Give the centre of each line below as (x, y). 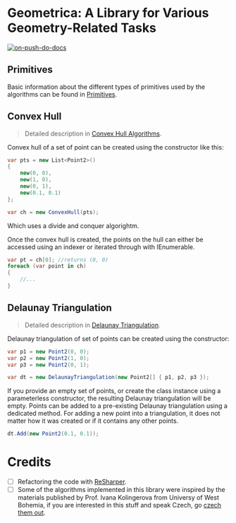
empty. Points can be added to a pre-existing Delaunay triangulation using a (117, 406)
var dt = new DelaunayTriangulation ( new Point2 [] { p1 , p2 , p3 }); (108, 378)
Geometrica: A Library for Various (108, 13)
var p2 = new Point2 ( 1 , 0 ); (49, 358)
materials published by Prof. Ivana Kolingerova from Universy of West (118, 498)
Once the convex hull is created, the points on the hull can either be (105, 239)
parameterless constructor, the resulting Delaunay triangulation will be (109, 398)
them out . (31, 512)
